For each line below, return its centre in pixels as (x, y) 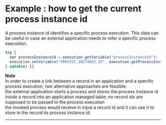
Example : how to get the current (73, 9)
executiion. (16, 43)
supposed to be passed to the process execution (55, 102)
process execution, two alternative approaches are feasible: (66, 86)
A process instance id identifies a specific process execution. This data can (82, 33)
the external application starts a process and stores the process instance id (82, 92)
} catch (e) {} (20, 66)
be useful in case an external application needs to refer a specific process (81, 38)
